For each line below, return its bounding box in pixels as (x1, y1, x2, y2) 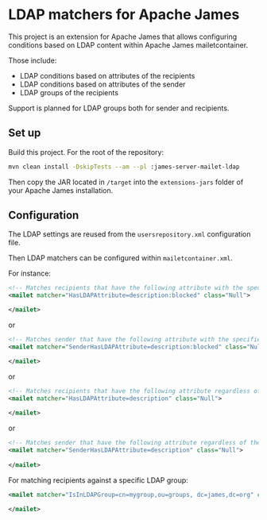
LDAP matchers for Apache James (8, 6, 240, 24)
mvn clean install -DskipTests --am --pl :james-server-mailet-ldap (8, 163, 240, 171)
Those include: (8, 56, 57, 65)
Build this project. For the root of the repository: (8, 147, 164, 156)
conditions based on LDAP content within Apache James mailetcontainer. (8, 40, 249, 49)
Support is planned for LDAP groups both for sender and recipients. (8, 103, 230, 113)
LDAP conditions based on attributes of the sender (19, 79, 186, 89)
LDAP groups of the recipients (19, 87, 119, 97)
